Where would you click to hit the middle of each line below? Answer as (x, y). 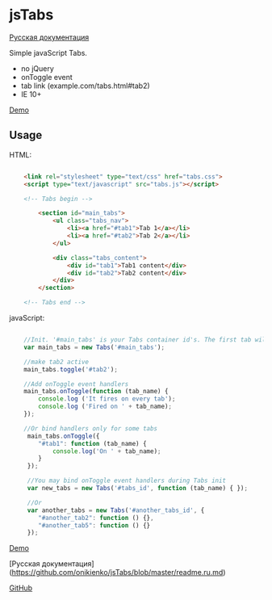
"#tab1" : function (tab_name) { (93, 443)
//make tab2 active (56, 362)
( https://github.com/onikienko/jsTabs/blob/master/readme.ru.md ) (117, 573)
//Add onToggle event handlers (76, 384)
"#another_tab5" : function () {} (94, 525)
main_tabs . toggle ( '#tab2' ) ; (71, 369)
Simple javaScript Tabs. (48, 52)
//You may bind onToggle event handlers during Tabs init (127, 481)
